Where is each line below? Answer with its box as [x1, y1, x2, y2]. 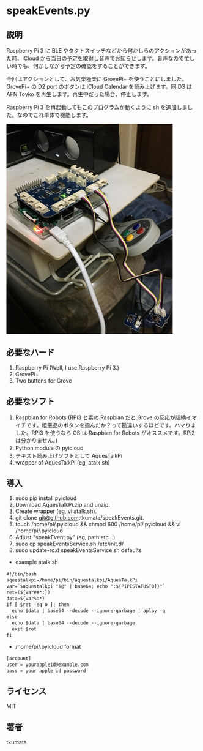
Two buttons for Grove [15, 377, 72, 384]
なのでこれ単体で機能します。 [17, 111, 92, 118]
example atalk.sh [15, 558, 58, 566]
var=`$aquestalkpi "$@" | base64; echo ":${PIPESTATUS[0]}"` [6, 583, 166, 589]
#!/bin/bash [6, 571, 37, 577]
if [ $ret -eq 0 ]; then [6, 602, 70, 608]
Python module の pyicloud [15, 444, 84, 452]
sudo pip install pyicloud [15, 495, 77, 502]
